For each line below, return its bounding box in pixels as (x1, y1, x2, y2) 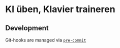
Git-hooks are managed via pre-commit (5, 37, 86, 43)
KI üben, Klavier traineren (5, 4, 115, 15)
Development (5, 24, 49, 32)
